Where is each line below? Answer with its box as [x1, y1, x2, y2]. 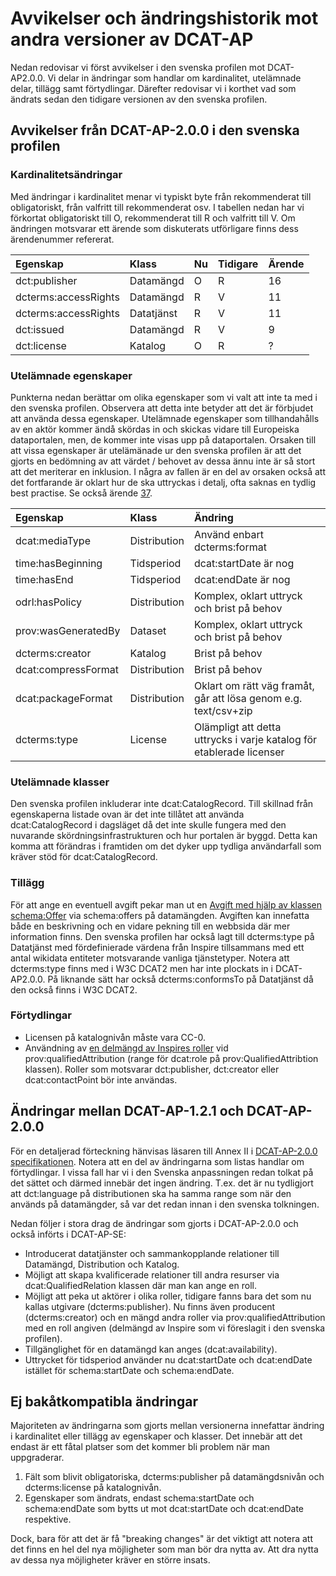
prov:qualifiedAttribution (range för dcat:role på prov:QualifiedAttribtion [24, 1052, 319, 1064]
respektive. [24, 1513, 72, 1526]
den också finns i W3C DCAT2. [10, 983, 138, 996]
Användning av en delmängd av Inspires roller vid [24, 1042, 229, 1054]
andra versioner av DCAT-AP [10, 28, 254, 51]
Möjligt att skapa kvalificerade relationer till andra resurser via [24, 1268, 280, 1281]
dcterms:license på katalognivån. [24, 1482, 162, 1494]
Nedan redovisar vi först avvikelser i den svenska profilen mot [10, 61, 266, 73]
